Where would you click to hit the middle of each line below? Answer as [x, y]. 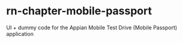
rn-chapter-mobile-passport [79, 11]
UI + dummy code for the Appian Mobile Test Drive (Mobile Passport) [92, 27]
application [20, 33]
